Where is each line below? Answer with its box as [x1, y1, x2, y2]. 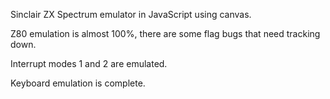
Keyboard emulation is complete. [10, 77, 146, 89]
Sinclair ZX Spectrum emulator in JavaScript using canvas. [10, 9, 252, 20]
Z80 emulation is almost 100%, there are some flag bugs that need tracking [10, 28, 321, 39]
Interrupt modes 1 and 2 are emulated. [10, 58, 168, 69]
